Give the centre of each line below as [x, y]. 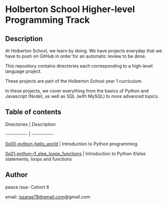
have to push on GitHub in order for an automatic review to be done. [76, 56]
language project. [23, 71]
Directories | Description [31, 124]
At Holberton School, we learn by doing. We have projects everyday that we [84, 51]
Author [16, 175]
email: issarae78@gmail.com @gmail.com [48, 197]
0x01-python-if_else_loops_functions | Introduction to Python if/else [75, 153]
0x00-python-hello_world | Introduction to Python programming [71, 144]
